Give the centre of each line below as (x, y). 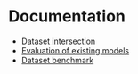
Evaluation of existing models (75, 50)
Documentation (67, 16)
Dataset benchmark (57, 60)
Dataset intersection (58, 41)
